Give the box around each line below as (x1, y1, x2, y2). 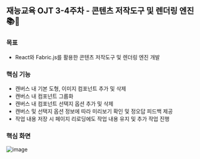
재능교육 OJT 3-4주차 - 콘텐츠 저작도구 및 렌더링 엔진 (6, 5, 195, 16)
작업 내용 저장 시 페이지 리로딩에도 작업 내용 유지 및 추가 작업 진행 (15, 115, 170, 122)
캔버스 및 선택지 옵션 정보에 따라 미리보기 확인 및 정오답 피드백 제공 (15, 108, 173, 115)
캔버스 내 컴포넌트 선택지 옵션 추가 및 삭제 (15, 100, 114, 107)
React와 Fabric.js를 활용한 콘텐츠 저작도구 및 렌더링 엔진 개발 (15, 53, 160, 60)
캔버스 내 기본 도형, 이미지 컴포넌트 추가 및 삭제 (15, 85, 126, 92)
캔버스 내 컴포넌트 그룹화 (15, 92, 74, 100)
